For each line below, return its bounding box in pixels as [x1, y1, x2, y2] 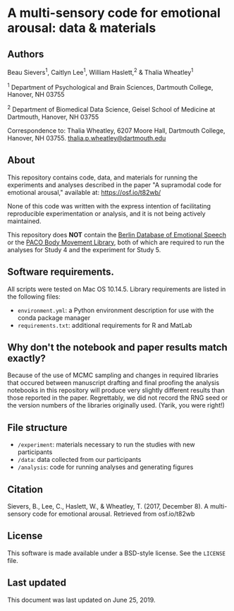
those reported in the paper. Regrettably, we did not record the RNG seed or [7, 393, 228, 402]
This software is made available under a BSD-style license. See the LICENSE [7, 549, 226, 557]
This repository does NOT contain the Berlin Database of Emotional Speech [7, 230, 227, 239]
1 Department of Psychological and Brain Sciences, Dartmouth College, [7, 81, 214, 91]
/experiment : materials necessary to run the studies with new [17, 440, 195, 449]
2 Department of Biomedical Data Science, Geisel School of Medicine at [7, 104, 216, 114]
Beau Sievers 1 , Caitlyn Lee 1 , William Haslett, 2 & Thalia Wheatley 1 [7, 67, 194, 76]
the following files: [7, 292, 61, 301]
